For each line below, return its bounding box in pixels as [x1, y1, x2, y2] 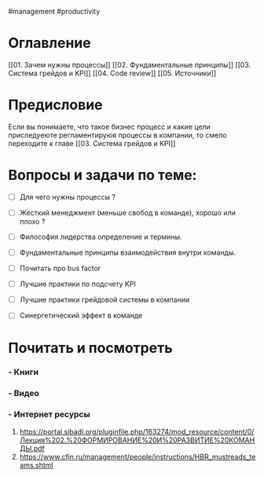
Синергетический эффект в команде [19, 310, 143, 321]
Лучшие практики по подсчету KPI [19, 279, 136, 289]
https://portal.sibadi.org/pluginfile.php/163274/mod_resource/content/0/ [19, 427, 255, 436]
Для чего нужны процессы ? [19, 192, 116, 201]
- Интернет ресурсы [8, 409, 90, 420]
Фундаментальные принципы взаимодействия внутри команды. [19, 248, 236, 257]
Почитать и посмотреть [8, 339, 173, 357]
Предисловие [8, 96, 103, 114]
